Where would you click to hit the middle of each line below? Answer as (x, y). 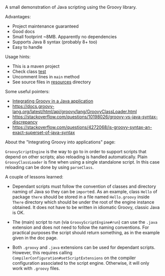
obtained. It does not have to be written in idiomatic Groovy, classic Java (86, 207)
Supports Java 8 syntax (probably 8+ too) (55, 42)
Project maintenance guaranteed (45, 26)
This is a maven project (36, 66)
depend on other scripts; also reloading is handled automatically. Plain (76, 157)
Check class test (29, 71)
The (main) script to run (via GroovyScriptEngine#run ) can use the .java (85, 222)
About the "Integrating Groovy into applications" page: (60, 142)
